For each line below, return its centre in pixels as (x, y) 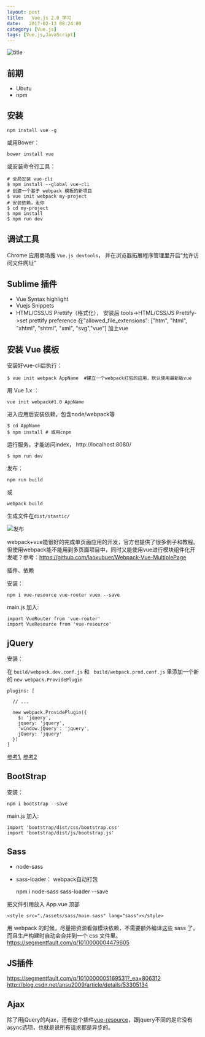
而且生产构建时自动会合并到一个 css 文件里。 (64, 935)
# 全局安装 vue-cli (30, 179)
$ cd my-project (28, 208)
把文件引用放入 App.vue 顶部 (44, 904)
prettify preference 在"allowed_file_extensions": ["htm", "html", (108, 320)
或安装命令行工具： (31, 166)
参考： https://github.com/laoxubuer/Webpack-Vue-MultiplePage (105, 557)
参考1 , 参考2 (22, 757)
